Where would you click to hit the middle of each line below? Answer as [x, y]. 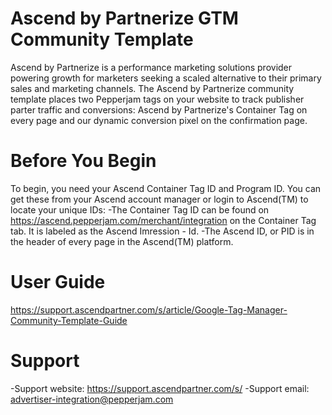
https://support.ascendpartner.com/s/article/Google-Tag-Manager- [149, 309]
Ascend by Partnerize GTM [124, 18]
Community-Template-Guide [69, 320]
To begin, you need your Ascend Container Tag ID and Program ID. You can [166, 188]
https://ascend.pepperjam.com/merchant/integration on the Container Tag [163, 220]
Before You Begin [83, 161]
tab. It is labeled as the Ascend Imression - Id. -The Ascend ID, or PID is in [162, 231]
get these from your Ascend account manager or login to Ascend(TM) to [159, 199]
